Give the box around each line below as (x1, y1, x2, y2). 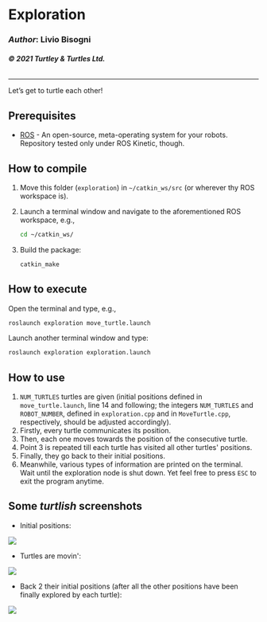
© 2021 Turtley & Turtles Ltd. (8, 53, 106, 63)
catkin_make (19, 260, 60, 268)
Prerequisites (8, 109, 76, 123)
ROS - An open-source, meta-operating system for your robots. (19, 130, 228, 140)
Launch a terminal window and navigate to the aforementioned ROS (19, 206, 242, 216)
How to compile (8, 162, 87, 175)
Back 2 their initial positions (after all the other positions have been (19, 581, 238, 591)
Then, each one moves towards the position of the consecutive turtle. (19, 434, 248, 444)
